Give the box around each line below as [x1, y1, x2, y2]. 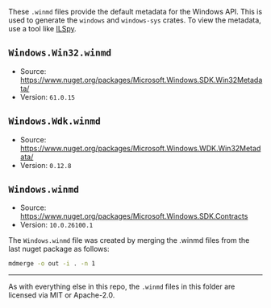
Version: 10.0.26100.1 [19, 220, 94, 230]
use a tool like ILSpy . [8, 24, 77, 33]
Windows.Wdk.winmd [8, 116, 101, 127]
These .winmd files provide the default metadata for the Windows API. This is [8, 7, 263, 16]
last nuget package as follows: [8, 244, 110, 254]
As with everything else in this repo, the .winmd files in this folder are [8, 281, 236, 292]
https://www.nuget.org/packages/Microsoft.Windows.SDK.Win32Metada [19, 75, 263, 84]
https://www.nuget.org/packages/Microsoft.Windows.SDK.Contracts [19, 211, 248, 221]
